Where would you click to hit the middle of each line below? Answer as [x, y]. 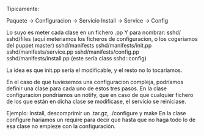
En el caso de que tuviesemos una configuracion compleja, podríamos [95, 82]
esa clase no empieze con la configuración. [61, 126]
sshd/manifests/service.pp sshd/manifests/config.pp [73, 52]
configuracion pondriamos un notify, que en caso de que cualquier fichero [100, 95]
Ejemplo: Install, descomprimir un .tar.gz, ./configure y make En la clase [96, 113]
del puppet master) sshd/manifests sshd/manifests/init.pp [79, 45]
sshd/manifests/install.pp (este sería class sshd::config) [76, 58]
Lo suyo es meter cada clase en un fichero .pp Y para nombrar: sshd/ [94, 32]
